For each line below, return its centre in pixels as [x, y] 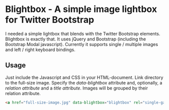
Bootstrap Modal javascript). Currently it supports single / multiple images [82, 44]
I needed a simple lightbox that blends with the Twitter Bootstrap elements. [83, 33]
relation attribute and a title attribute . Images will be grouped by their [77, 88]
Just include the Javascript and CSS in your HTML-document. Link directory [84, 77]
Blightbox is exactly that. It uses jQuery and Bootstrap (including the [76, 39]
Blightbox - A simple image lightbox [81, 9]
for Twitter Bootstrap [50, 20]
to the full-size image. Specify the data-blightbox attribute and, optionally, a [84, 82]
